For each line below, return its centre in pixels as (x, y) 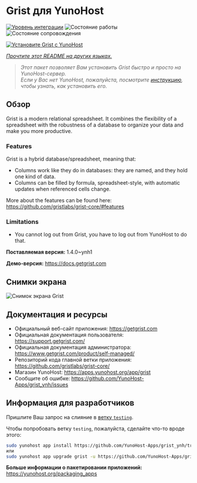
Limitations (23, 222)
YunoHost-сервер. (43, 73)
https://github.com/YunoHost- (108, 378)
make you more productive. (39, 131)
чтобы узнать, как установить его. (64, 86)
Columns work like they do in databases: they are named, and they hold (101, 171)
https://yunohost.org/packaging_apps (52, 474)
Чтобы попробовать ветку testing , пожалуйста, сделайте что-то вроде (95, 428)
